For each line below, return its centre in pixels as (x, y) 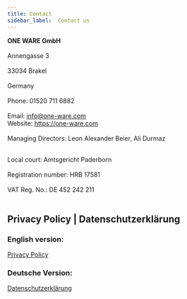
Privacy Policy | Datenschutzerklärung (94, 219)
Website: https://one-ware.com (53, 123)
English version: (36, 239)
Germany (21, 86)
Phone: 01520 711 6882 (41, 100)
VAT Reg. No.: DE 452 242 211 (51, 189)
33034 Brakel (27, 71)
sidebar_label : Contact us (49, 20)
